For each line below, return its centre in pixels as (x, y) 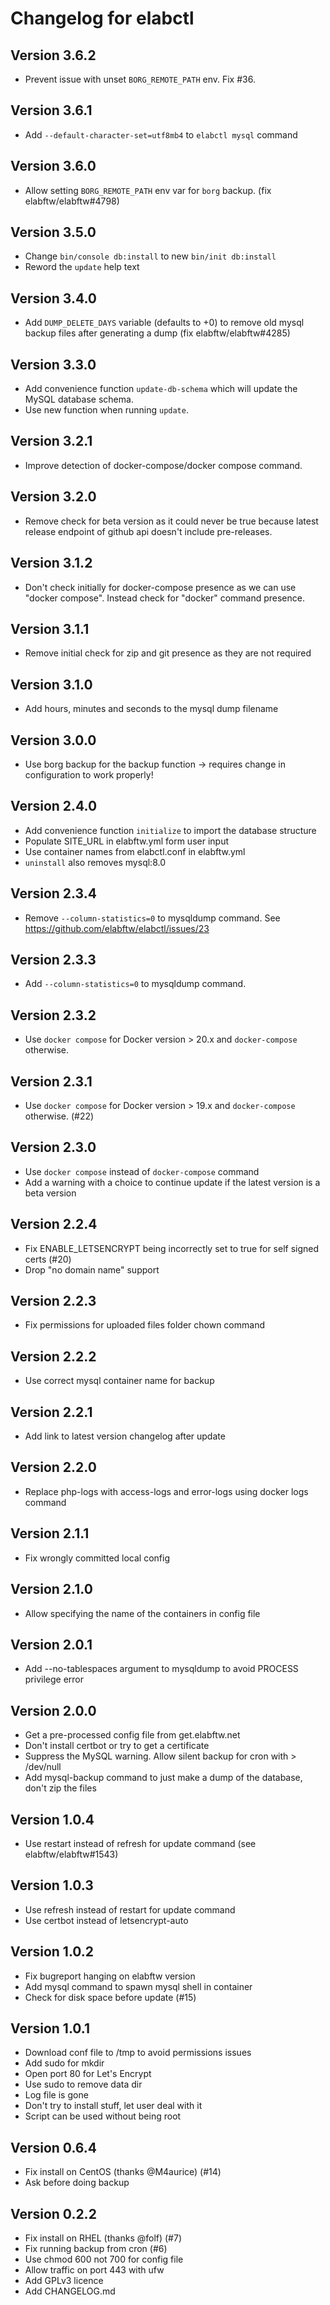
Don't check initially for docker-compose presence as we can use (160, 587)
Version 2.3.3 (53, 959)
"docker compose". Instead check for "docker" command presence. (164, 598)
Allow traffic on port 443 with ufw (94, 2270)
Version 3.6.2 (53, 55)
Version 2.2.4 (54, 1224)
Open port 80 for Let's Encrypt (88, 2074)
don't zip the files (60, 1788)
